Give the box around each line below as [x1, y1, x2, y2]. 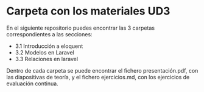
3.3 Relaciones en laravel [15, 55, 78, 62]
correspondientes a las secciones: [6, 30, 93, 38]
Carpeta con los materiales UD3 [6, 4, 171, 18]
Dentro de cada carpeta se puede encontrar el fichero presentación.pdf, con [6, 67, 199, 74]
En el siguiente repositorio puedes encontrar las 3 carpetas [6, 24, 155, 31]
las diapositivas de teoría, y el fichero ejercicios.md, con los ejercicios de [6, 73, 190, 80]
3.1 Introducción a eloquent [15, 42, 83, 50]
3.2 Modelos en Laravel [15, 48, 74, 56]
